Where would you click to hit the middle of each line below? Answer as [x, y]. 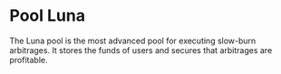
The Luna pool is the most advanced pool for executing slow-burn [133, 41]
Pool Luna [48, 16]
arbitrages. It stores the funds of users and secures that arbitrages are [141, 50]
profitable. [29, 60]
